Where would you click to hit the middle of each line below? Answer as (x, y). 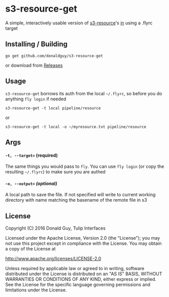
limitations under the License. (36, 290)
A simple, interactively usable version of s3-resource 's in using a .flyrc (79, 23)
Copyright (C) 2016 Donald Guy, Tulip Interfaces (55, 228)
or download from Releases (34, 65)
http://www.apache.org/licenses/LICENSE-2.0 (53, 258)
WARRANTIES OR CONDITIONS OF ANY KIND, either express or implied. (81, 279)
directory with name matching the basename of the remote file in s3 (76, 200)
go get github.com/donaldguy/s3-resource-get (54, 56)
